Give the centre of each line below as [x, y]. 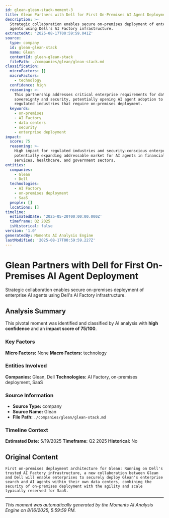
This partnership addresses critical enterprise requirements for [85, 95]
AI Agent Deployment [93, 276]
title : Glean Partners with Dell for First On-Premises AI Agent [75, 15]
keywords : [20, 109]
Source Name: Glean [34, 412]
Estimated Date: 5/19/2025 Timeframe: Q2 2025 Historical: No [71, 441]
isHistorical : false [31, 226]
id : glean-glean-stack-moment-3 [39, 10]
